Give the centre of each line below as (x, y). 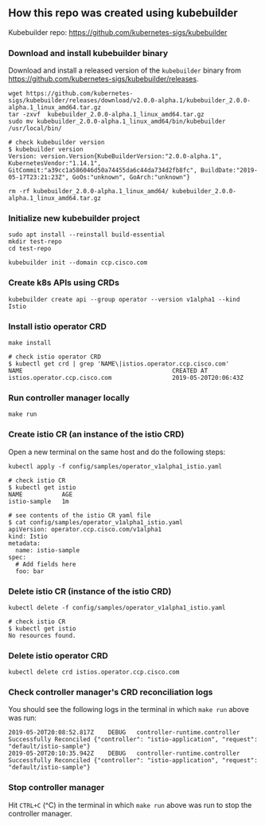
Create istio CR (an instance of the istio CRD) (96, 434)
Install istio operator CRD (58, 326)
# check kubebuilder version (57, 143)
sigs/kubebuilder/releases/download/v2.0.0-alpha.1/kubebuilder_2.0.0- (129, 101)
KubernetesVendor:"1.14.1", (55, 164)
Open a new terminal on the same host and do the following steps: (117, 452)
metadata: (25, 543)
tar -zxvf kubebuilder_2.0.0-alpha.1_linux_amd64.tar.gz (106, 115)
